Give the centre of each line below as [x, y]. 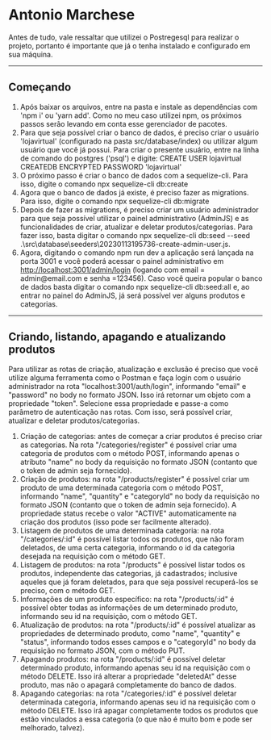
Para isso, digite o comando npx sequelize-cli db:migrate [115, 201]
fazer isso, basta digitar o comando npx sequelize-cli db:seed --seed [135, 235]
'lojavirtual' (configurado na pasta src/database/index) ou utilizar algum [139, 141]
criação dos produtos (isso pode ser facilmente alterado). [116, 521]
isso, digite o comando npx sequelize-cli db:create [104, 184]
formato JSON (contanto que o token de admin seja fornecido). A [128, 504]
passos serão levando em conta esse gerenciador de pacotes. [123, 123]
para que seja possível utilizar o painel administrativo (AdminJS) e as [134, 218]
